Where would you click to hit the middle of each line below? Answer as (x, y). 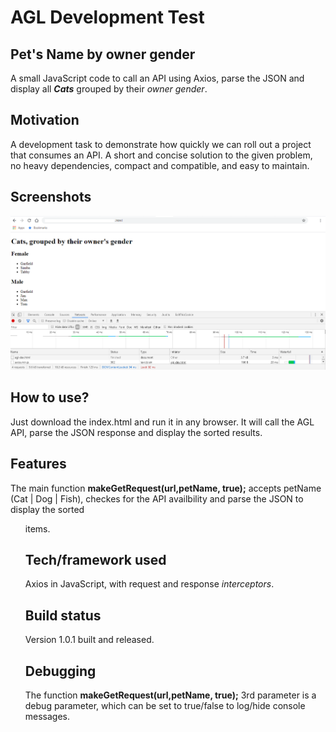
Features (38, 464)
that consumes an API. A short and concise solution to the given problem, (161, 155)
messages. (47, 717)
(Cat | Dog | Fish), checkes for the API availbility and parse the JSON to (157, 498)
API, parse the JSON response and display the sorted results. (136, 432)
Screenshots (51, 197)
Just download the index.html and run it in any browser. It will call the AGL (162, 422)
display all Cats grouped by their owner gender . (109, 89)
